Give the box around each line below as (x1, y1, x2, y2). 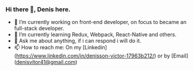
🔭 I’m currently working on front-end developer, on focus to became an (14, 19, 186, 26)
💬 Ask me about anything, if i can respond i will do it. (14, 38, 142, 45)
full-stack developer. (14, 25, 65, 32)
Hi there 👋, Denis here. (5, 5, 71, 13)
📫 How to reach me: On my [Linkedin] (14, 44, 107, 51)
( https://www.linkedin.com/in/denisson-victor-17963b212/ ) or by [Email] (14, 52, 189, 59)
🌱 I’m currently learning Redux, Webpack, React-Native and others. (14, 31, 177, 38)
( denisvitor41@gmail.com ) (14, 59, 78, 66)
